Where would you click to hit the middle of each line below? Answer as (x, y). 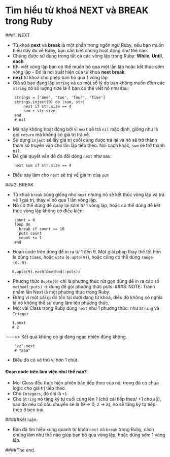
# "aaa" (22, 350)
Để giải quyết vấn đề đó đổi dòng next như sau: (62, 156)
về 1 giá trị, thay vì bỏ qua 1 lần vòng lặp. (55, 200)
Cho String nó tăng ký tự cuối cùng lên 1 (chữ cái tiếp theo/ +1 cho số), (87, 399)
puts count (30, 233)
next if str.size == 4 (47, 106)
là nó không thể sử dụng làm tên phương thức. (61, 303)
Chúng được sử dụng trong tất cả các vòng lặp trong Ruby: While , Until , (88, 56)
